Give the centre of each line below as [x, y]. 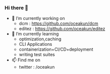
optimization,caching [40, 39]
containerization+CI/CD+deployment [56, 49]
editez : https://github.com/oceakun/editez [62, 29]
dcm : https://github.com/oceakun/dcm [58, 23]
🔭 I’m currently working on [38, 18]
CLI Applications [35, 44]
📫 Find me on [26, 60]
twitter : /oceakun [37, 67]
